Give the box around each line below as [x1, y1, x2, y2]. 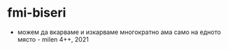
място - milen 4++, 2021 [17, 35, 89, 43]
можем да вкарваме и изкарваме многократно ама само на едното [17, 28, 222, 36]
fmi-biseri [7, 5, 66, 21]
